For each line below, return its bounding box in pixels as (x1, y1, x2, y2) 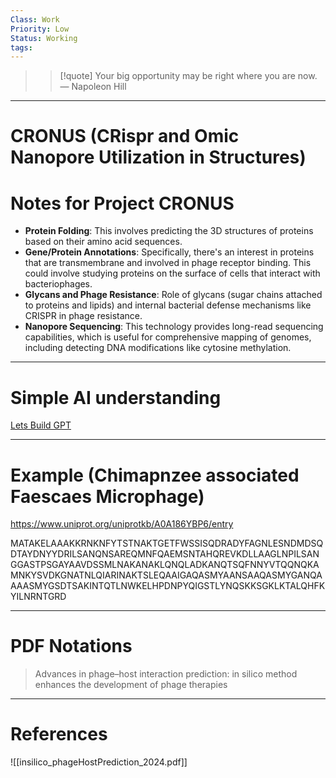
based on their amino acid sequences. (24, 236, 183, 248)
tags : (10, 42, 33, 53)
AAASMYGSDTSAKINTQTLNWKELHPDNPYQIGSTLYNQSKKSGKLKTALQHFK (10, 580, 326, 592)
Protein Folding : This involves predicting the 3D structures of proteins (24, 225, 314, 237)
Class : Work (10, 14, 60, 25)
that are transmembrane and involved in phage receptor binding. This (24, 257, 312, 269)
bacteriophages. (24, 278, 93, 290)
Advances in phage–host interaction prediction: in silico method (34, 668, 298, 680)
